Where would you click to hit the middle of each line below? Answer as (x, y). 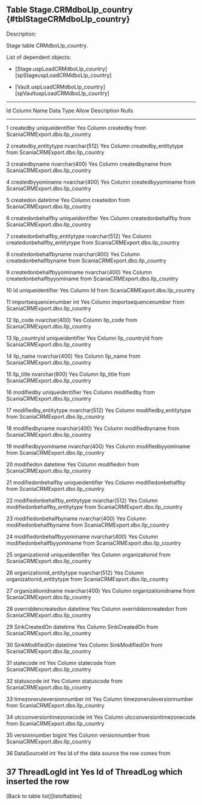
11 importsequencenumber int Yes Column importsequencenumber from (95, 302)
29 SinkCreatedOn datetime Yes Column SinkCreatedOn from (82, 627)
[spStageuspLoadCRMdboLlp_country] (63, 75)
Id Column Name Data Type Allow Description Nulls (70, 110)
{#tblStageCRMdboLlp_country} (68, 20)
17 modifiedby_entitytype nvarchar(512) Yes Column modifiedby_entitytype (99, 410)
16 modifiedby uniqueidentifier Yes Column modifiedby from (81, 392)
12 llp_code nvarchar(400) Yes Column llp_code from (72, 320)
